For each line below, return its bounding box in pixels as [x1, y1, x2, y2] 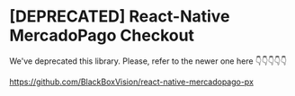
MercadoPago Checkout [9, 25, 195, 46]
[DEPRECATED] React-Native [9, 6, 230, 27]
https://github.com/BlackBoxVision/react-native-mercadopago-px [9, 76, 255, 87]
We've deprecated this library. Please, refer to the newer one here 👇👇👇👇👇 [9, 56, 288, 66]
